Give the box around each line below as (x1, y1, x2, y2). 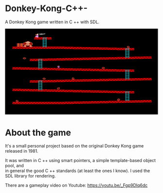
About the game (5, 127, 71, 138)
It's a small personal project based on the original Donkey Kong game (5, 143, 144, 149)
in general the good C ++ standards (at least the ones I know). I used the (5, 168, 150, 174)
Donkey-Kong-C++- (5, 3, 88, 14)
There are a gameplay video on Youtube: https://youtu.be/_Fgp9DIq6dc (5, 182, 148, 188)
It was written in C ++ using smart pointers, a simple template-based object (5, 158, 156, 163)
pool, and (5, 163, 24, 169)
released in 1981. (5, 148, 39, 154)
